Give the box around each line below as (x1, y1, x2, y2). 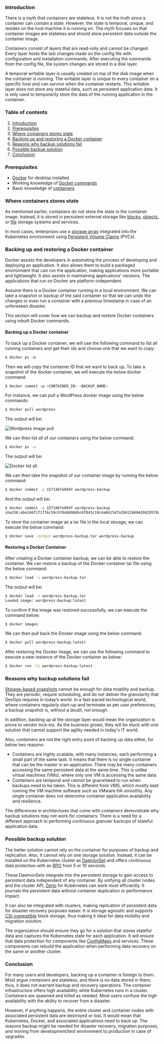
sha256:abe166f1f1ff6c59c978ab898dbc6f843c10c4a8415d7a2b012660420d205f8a (5, 510, 161, 515)
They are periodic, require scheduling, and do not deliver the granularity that (5, 692, 159, 697)
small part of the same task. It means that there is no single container (12, 756, 151, 762)
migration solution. (5, 918, 43, 924)
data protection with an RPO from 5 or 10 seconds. (5, 862, 106, 868)
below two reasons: (5, 742, 45, 748)
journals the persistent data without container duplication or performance (5, 887, 153, 893)
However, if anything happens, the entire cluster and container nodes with (5, 1008, 154, 1014)
